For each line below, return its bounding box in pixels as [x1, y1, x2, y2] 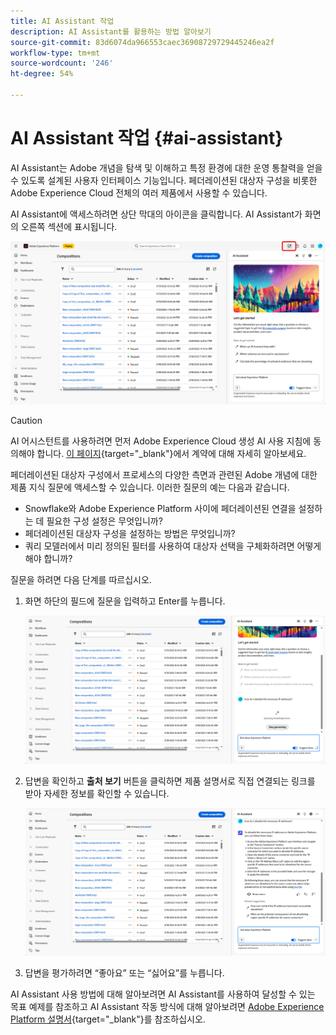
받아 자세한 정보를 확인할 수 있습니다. [24, 787, 170, 799]
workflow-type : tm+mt [10, 48, 101, 58]
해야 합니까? [24, 553, 73, 565]
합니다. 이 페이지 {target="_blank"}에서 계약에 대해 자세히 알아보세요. [36, 448, 307, 460]
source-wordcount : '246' [10, 58, 114, 69]
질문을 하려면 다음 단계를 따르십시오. [10, 574, 152, 586]
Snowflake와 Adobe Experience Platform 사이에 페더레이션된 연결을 [24, 503, 297, 515]
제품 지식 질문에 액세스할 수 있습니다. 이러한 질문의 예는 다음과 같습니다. [10, 481, 290, 494]
